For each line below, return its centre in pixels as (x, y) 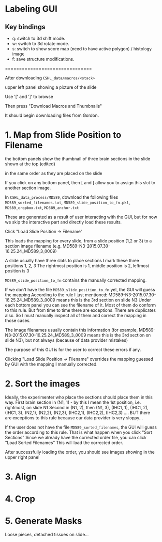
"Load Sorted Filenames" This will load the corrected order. (64, 443)
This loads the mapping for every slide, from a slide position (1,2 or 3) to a (79, 240)
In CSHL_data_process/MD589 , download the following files (62, 197)
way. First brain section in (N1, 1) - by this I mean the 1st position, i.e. (73, 402)
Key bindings (25, 27)
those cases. (18, 320)
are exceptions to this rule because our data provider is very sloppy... (74, 417)
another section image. (28, 188)
